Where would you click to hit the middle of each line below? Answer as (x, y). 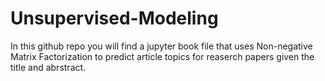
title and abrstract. (48, 67)
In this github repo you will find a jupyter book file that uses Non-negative (161, 46)
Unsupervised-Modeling (114, 18)
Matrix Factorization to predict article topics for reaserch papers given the (162, 56)
